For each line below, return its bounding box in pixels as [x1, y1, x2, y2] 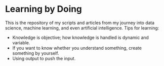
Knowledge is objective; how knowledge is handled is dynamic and [12, 34, 149, 40]
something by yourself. [12, 50, 59, 56]
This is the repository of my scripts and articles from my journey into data [5, 20, 155, 26]
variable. [12, 39, 31, 45]
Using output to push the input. [12, 55, 76, 61]
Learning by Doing [5, 3, 82, 15]
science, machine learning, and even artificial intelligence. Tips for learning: [5, 25, 159, 31]
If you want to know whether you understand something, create [12, 45, 142, 51]
